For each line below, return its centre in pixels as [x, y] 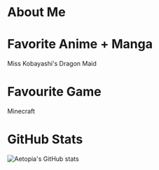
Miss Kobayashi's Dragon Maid [52, 64]
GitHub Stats [45, 140]
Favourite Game [54, 92]
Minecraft [21, 111]
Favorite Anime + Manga [80, 44]
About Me [36, 12]
